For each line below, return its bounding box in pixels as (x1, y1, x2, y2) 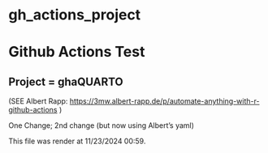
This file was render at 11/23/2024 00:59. (8, 136, 146, 147)
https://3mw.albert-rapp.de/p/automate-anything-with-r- (69, 96, 260, 106)
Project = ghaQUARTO (8, 74, 123, 88)
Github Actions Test (8, 43, 145, 62)
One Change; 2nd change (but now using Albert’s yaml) (8, 121, 195, 130)
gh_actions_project (8, 6, 141, 24)
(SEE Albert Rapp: (8, 96, 68, 106)
